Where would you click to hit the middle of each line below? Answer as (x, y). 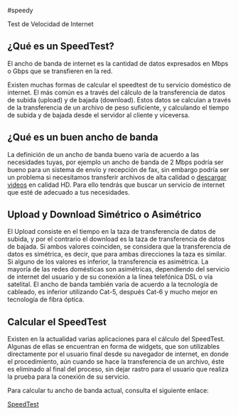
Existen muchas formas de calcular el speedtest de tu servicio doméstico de (119, 85)
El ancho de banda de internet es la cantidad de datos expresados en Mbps (118, 63)
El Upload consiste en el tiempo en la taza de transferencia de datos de (112, 232)
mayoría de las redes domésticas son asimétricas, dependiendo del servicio (119, 269)
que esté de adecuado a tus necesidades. (69, 192)
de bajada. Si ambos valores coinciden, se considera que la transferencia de (119, 247)
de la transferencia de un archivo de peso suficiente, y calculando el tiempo (118, 107)
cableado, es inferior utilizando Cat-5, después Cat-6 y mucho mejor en (113, 292)
